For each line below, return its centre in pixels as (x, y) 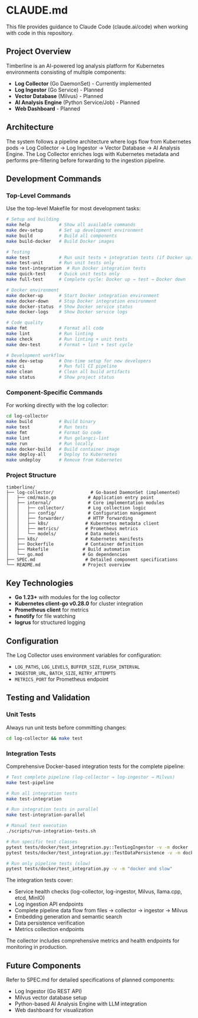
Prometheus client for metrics (52, 610)
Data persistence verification (50, 923)
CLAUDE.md (37, 10)
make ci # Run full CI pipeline (62, 366)
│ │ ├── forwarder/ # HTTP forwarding (70, 518)
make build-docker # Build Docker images (60, 241)
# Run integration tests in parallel (52, 809)
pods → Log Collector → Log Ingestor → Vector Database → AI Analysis (93, 148)
